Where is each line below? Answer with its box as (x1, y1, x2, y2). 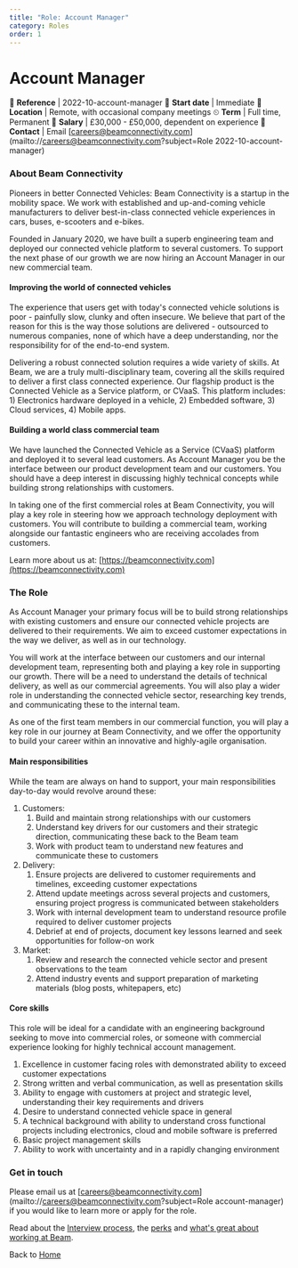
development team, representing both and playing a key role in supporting (9, 662, 281, 672)
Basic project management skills (21, 1134, 141, 1145)
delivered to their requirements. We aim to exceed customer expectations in (9, 625, 287, 637)
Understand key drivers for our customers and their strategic (35, 821, 259, 833)
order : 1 (9, 29, 42, 38)
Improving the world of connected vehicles (9, 282, 172, 293)
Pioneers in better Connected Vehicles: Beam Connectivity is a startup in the (9, 188, 290, 199)
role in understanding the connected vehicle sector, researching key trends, (9, 690, 287, 701)
